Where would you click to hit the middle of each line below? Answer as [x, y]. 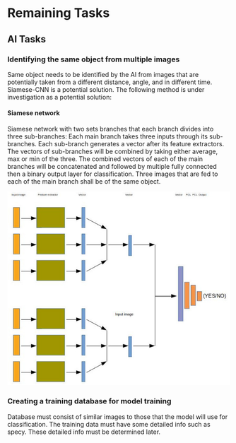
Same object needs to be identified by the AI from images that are [103, 74]
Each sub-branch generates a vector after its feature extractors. [131, 144]
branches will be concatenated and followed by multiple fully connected [112, 167]
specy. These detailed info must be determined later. [84, 432]
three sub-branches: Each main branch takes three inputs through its [108, 136]
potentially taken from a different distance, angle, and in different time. [110, 82]
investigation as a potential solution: [59, 97]
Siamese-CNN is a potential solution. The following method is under [106, 89]
